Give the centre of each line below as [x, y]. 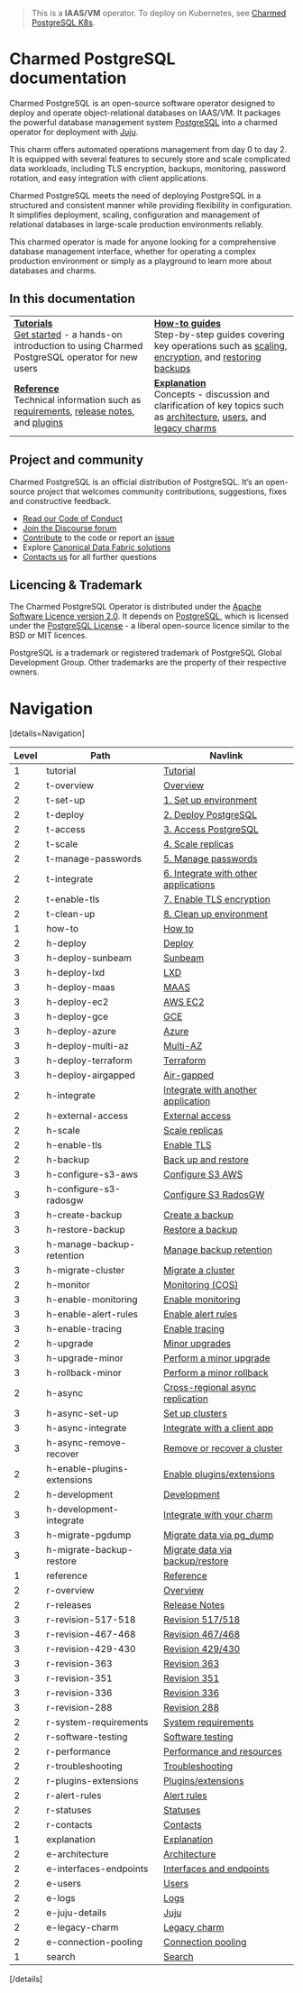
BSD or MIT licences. [48, 636]
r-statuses [69, 1810]
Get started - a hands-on [68, 335]
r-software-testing [87, 1737]
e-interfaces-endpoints [97, 1869]
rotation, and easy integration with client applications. [109, 178]
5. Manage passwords [211, 859]
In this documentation [72, 299]
